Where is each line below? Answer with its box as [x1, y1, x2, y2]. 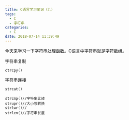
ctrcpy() [5, 68, 23, 73]
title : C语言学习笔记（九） [5, 7, 55, 12]
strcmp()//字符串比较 [5, 96, 45, 101]
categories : [5, 25, 29, 30]
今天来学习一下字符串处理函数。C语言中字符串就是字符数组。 [5, 48, 127, 54]
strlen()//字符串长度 [5, 110, 45, 115]
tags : [5, 12, 16, 16]
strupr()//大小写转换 [5, 101, 45, 106]
